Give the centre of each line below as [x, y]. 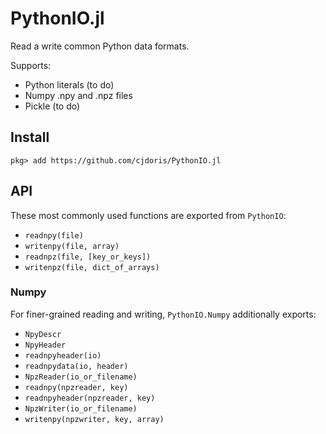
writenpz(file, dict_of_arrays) [92, 267]
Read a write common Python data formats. [100, 46]
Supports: [31, 65]
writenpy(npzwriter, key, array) [94, 419]
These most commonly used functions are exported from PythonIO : [148, 215]
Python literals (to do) [69, 84]
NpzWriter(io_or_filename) [81, 408]
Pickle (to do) [52, 106]
